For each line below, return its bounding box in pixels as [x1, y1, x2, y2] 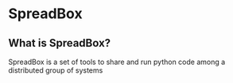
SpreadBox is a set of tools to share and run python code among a [8, 57, 226, 66]
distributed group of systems [8, 66, 103, 75]
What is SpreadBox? [8, 36, 111, 50]
